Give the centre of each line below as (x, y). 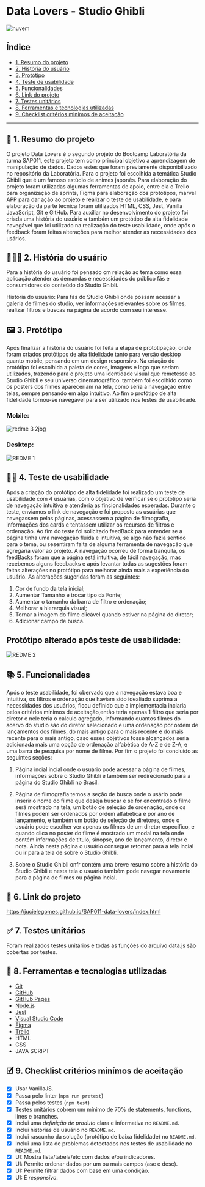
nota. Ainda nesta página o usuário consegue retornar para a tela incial (104, 846)
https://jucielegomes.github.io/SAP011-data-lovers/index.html (84, 912)
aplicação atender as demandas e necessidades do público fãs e (88, 279)
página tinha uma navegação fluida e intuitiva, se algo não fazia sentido (96, 538)
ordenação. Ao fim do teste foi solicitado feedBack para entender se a (95, 531)
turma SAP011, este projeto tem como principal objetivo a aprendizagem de (101, 160)
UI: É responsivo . (36, 1178)
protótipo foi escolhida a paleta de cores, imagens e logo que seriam (92, 368)
